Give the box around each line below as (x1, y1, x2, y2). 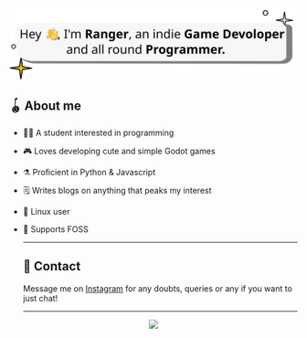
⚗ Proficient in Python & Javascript (22, 166, 156, 177)
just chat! (22, 292, 58, 303)
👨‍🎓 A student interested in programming (22, 127, 175, 138)
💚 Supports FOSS (22, 223, 89, 235)
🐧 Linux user (22, 206, 70, 217)
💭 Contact (22, 259, 81, 274)
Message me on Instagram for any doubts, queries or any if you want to (22, 282, 292, 294)
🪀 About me (9, 99, 82, 114)
